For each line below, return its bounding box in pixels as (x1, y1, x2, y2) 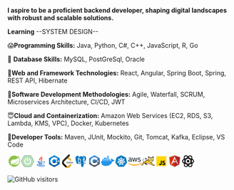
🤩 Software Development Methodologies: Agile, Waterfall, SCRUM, (7, 90, 205, 98)
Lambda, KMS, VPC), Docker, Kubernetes (7, 119, 130, 127)
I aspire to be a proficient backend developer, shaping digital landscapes (7, 6, 227, 14)
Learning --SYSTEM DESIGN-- (7, 28, 98, 36)
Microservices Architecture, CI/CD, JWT (7, 97, 126, 106)
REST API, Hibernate (7, 76, 68, 85)
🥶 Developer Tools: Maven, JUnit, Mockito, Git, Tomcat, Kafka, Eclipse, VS (7, 133, 225, 141)
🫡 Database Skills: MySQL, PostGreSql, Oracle (7, 55, 145, 63)
